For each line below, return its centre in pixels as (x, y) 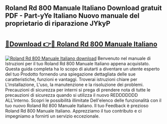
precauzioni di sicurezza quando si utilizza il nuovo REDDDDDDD (72, 95)
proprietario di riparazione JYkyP (58, 23)
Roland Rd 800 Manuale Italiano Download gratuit (83, 8)
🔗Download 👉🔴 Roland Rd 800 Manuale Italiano (81, 44)
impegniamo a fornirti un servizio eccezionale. (53, 116)
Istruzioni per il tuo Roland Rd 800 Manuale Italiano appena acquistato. (78, 63)
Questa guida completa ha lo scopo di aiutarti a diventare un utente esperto (83, 69)
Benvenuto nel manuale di (124, 58)
